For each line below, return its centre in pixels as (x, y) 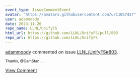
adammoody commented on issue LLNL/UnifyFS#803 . (62, 52)
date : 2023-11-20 (23, 24)
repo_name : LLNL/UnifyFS (31, 28)
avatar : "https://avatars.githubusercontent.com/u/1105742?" (71, 14)
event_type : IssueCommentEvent (38, 10)
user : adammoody (22, 19)
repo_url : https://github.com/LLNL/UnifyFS (52, 38)
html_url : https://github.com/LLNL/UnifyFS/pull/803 (62, 33)
